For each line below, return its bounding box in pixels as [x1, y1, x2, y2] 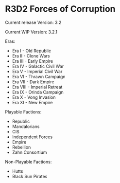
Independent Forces [12, 134, 52, 140]
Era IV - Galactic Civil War [12, 63, 64, 69]
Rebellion [12, 144, 31, 150]
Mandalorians [12, 123, 40, 129]
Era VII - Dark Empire [12, 79, 54, 85]
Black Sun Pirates [12, 173, 48, 179]
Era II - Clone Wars [12, 53, 50, 59]
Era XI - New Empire [12, 99, 53, 105]
